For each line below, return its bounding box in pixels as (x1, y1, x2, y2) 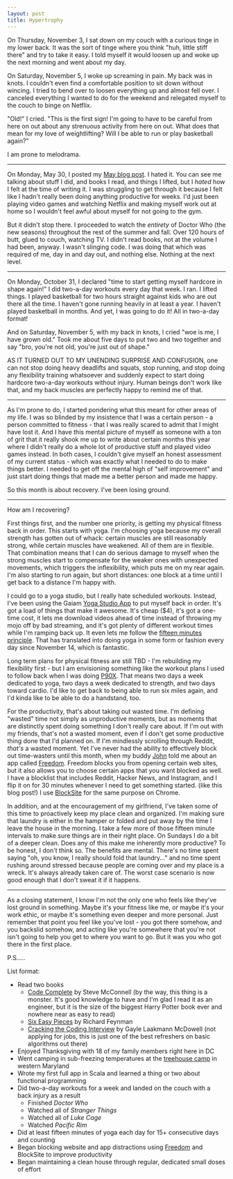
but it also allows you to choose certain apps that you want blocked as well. (7, 766, 223, 774)
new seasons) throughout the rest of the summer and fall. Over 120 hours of (7, 227, 225, 236)
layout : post (7, 10, 45, 17)
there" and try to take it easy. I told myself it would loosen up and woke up (7, 50, 219, 59)
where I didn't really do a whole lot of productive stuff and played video (7, 442, 212, 450)
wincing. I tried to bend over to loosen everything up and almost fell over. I (7, 86, 220, 95)
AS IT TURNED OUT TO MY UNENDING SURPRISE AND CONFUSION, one (7, 356, 218, 364)
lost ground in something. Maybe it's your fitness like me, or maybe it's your (7, 903, 224, 911)
